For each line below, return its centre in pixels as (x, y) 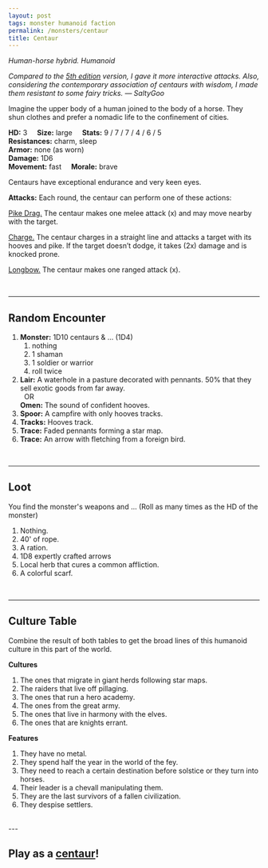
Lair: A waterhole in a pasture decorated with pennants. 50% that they (136, 380)
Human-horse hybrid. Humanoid (62, 61)
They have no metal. (53, 754)
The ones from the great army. (70, 706)
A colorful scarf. (46, 573)
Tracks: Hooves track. (57, 422)
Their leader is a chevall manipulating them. (91, 787)
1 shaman (47, 354)
